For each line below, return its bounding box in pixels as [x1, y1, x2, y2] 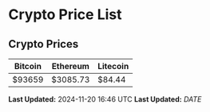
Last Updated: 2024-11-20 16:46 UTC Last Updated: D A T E [8, 95, 202, 104]
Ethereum [51, 61, 90, 71]
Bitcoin [14, 61, 42, 71]
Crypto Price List [8, 6, 122, 24]
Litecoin [97, 61, 129, 71]
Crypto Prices [8, 37, 79, 51]
